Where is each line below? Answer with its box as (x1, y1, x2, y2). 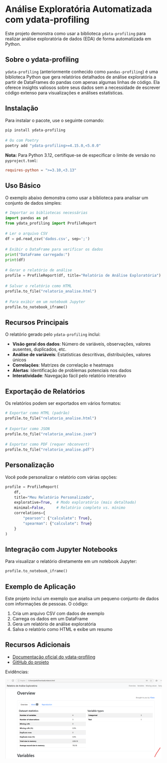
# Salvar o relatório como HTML (5, 284, 72, 289)
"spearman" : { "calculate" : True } (23, 521, 92, 526)
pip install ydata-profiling (5, 128, 66, 133)
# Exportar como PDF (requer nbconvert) (5, 442, 90, 447)
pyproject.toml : (5, 157, 38, 163)
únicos (12, 357, 26, 363)
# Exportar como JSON (5, 426, 50, 431)
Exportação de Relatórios (5, 387, 85, 395)
